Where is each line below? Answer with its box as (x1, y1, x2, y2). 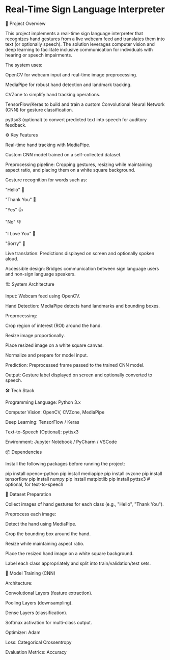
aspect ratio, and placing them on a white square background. (5, 167, 136, 173)
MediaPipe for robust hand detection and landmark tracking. (5, 81, 132, 88)
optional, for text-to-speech (5, 481, 64, 487)
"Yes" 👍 (5, 206, 23, 212)
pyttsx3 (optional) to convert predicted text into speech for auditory (5, 116, 147, 123)
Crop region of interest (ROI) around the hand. (5, 322, 102, 328)
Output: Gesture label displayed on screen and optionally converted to (5, 372, 153, 378)
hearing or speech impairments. (5, 52, 72, 58)
